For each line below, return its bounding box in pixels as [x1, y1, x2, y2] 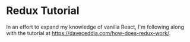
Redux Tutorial [6, 4, 80, 17]
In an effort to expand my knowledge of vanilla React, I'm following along [6, 23, 185, 30]
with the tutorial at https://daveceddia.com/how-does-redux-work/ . [6, 29, 171, 36]
